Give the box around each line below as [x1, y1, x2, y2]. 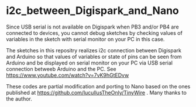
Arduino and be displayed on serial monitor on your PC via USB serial [6, 59, 173, 66]
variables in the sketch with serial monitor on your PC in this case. [6, 35, 165, 42]
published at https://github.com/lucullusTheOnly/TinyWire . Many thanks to [6, 89, 187, 96]
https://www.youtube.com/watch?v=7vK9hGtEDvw [6, 72, 129, 79]
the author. [6, 95, 32, 102]
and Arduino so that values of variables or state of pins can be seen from [6, 53, 183, 60]
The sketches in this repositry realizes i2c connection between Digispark [6, 47, 181, 53]
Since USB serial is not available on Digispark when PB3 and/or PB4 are [6, 23, 180, 30]
